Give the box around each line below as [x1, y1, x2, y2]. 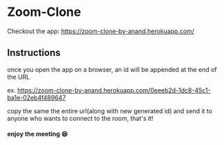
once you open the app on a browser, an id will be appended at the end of [7, 65, 217, 73]
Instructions [7, 47, 61, 59]
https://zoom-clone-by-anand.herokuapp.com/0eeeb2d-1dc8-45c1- [17, 86, 211, 94]
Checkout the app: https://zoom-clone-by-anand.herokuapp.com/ [7, 27, 194, 35]
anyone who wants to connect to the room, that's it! [7, 114, 154, 122]
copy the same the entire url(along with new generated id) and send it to [7, 106, 212, 115]
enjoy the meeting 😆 [7, 130, 68, 138]
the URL [7, 72, 30, 81]
